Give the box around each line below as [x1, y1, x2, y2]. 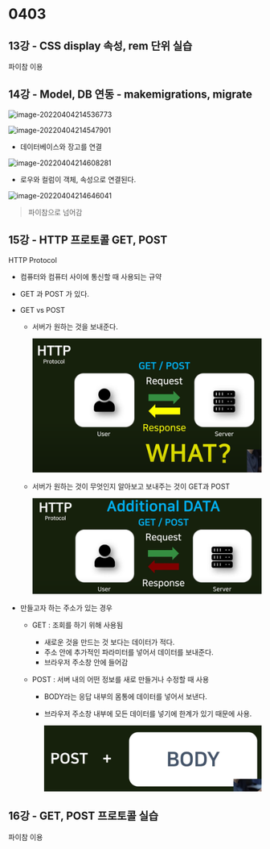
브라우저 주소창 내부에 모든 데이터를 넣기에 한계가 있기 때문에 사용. [43, 709, 252, 718]
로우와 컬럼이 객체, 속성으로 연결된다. [19, 174, 137, 184]
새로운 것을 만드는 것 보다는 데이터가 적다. [43, 638, 175, 647]
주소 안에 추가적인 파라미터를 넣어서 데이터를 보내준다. [43, 647, 215, 657]
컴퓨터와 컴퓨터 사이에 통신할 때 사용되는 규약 [19, 272, 162, 281]
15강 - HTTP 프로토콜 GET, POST [8, 233, 168, 247]
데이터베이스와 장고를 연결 [19, 142, 103, 152]
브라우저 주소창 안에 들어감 [43, 658, 129, 668]
